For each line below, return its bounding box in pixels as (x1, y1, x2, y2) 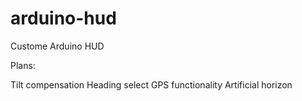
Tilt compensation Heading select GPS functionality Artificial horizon (10, 78, 293, 91)
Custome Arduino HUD (10, 40, 105, 52)
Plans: (10, 59, 36, 71)
